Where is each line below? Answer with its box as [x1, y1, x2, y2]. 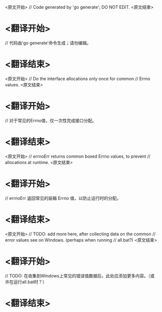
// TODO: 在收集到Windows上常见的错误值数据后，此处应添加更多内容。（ [5, 273, 151, 279]
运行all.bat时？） [13, 279, 47, 285]
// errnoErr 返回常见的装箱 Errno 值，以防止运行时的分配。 [5, 195, 121, 201]
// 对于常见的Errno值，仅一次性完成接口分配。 [5, 117, 97, 123]
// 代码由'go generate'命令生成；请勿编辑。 [5, 40, 91, 46]
